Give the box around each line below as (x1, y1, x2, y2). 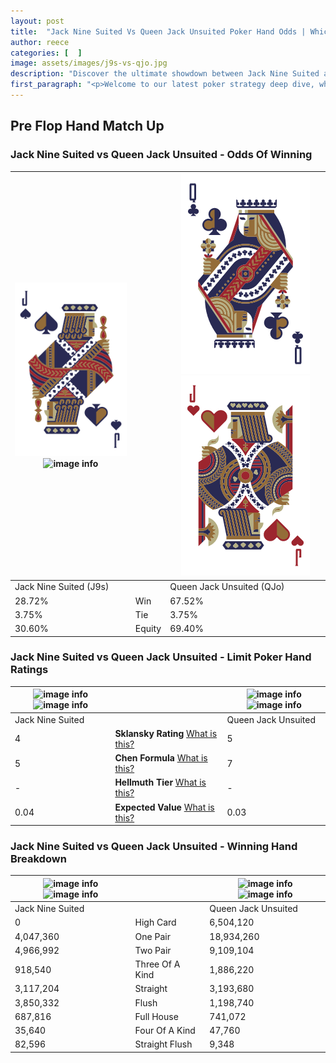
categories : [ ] (10, 48, 83, 58)
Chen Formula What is (114, 752, 208, 764)
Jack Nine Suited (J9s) (14, 581, 110, 593)
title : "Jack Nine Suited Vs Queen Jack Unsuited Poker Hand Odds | (10, 26, 307, 37)
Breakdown (10, 852, 67, 866)
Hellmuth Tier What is (114, 776, 207, 789)
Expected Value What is (114, 801, 215, 813)
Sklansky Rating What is (114, 727, 218, 739)
